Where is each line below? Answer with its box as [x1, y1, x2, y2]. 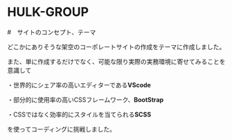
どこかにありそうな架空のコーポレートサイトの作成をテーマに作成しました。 [7, 42, 226, 51]
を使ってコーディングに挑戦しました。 [7, 125, 116, 133]
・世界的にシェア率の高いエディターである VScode [7, 80, 151, 89]
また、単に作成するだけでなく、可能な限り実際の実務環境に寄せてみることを [7, 57, 226, 66]
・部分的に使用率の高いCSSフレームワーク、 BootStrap [7, 95, 164, 104]
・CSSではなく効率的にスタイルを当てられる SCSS [7, 110, 152, 119]
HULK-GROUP [7, 4, 89, 20]
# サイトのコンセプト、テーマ [7, 28, 96, 36]
